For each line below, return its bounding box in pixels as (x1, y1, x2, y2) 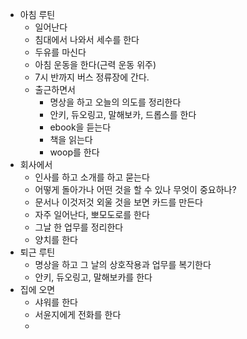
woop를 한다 (49, 146, 100, 158)
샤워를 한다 (34, 296, 78, 308)
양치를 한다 (34, 234, 78, 245)
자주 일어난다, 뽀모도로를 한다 (34, 209, 150, 220)
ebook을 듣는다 (49, 121, 112, 133)
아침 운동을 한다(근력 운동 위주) (34, 59, 157, 70)
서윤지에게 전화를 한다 (34, 309, 122, 320)
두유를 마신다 (34, 46, 87, 58)
